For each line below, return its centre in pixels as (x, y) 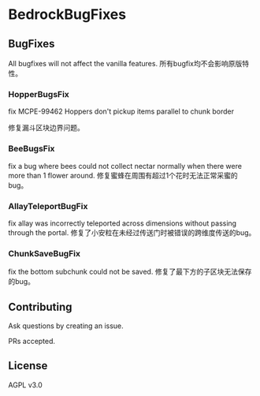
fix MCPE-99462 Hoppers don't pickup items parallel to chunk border (121, 111)
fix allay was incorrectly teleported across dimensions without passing (123, 223)
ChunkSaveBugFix (45, 253)
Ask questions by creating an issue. (66, 326)
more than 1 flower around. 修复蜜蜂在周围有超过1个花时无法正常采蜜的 (123, 175)
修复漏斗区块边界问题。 (46, 128)
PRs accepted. (32, 341)
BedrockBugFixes (67, 15)
